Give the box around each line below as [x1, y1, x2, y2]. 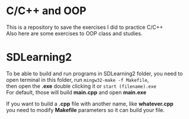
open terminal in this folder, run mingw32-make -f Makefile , [6, 76, 149, 83]
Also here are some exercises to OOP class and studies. [6, 29, 143, 37]
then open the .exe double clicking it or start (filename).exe [6, 82, 157, 90]
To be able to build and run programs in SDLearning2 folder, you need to [6, 70, 183, 77]
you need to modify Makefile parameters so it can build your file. [6, 106, 165, 113]
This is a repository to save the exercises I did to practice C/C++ [6, 24, 164, 31]
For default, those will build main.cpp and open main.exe [6, 88, 146, 95]
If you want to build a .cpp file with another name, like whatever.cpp [6, 100, 174, 107]
